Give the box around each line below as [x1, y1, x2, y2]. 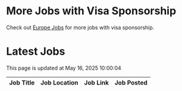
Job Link [84, 79, 109, 87]
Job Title [9, 79, 35, 87]
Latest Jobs [6, 45, 65, 58]
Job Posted [114, 79, 148, 87]
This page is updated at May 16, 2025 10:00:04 [6, 64, 122, 71]
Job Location [40, 79, 79, 87]
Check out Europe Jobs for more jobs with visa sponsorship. [6, 24, 155, 31]
